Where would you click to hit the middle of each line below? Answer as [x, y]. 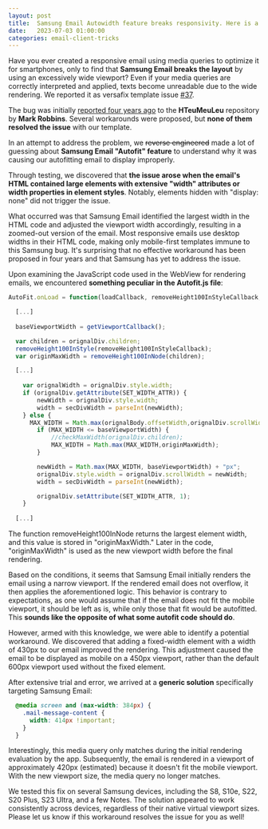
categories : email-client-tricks [64, 38]
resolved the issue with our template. [70, 127]
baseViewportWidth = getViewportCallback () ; [91, 326]
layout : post [30, 16]
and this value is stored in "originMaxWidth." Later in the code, [111, 542]
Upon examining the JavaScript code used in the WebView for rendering [127, 274]
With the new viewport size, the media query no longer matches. [114, 776]
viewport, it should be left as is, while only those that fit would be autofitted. [133, 609]
